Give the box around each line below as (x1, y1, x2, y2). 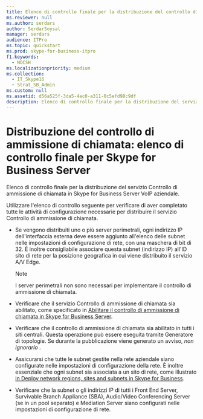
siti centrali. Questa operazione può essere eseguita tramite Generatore (14, 331, 193, 338)
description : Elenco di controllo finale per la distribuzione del (6, 99, 180, 105)
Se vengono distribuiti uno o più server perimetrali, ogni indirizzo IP (14, 226, 183, 233)
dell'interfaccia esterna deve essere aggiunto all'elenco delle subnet (14, 232, 185, 239)
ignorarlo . (14, 343, 41, 351)
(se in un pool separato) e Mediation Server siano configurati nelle (14, 399, 180, 406)
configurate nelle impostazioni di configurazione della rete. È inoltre (14, 362, 184, 369)
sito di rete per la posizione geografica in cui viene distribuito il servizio (14, 252, 193, 259)
